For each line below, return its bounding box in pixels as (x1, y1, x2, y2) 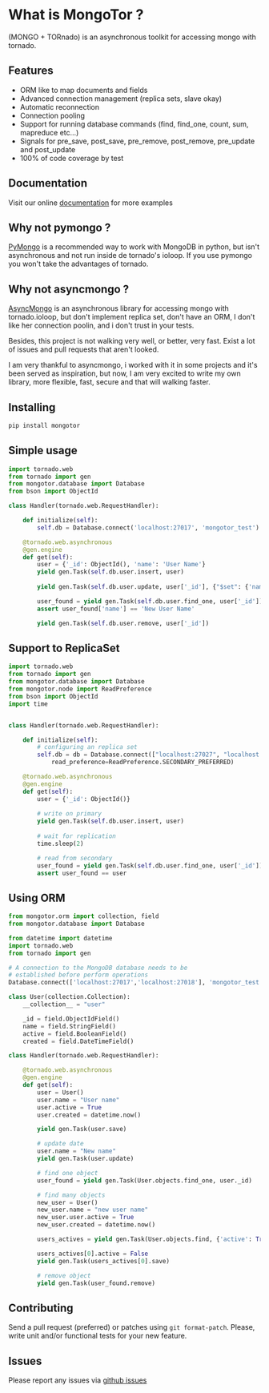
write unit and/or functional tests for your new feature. (8, 1331, 187, 1341)
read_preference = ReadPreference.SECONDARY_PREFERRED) (50, 759, 235, 767)
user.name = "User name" (37, 1096, 120, 1104)
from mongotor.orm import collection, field (8, 912, 159, 920)
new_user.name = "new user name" (37, 1206, 149, 1214)
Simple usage (8, 444, 78, 457)
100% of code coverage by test (19, 153, 124, 163)
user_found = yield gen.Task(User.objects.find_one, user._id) (37, 1176, 252, 1185)
